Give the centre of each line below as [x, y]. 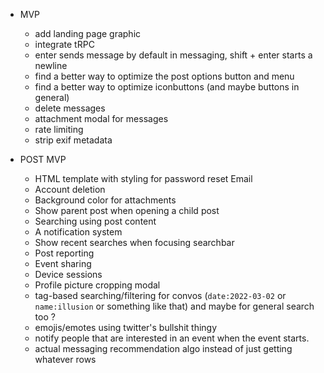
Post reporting [64, 253]
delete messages [70, 108]
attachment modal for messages [101, 118]
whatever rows [65, 359]
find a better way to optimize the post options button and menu [164, 76]
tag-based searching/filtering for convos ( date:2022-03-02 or [160, 295]
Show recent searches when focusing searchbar [134, 242]
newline [51, 65]
